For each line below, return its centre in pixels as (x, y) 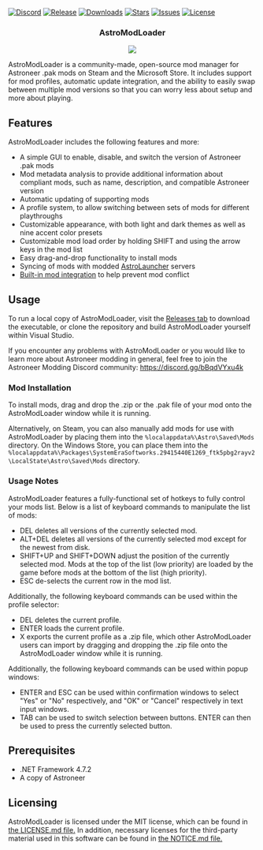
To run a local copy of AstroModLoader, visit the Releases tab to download (129, 318)
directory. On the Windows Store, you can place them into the (108, 445)
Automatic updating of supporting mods (84, 199)
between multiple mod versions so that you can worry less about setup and (130, 90)
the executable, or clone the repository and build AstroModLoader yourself (130, 327)
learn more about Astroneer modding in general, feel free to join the (118, 358)
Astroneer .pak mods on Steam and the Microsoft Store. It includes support (130, 73)
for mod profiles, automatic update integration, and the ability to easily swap (132, 81)
